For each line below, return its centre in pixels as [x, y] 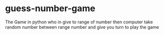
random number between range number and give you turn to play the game [82, 27]
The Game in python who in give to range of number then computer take [79, 22]
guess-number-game [50, 9]
